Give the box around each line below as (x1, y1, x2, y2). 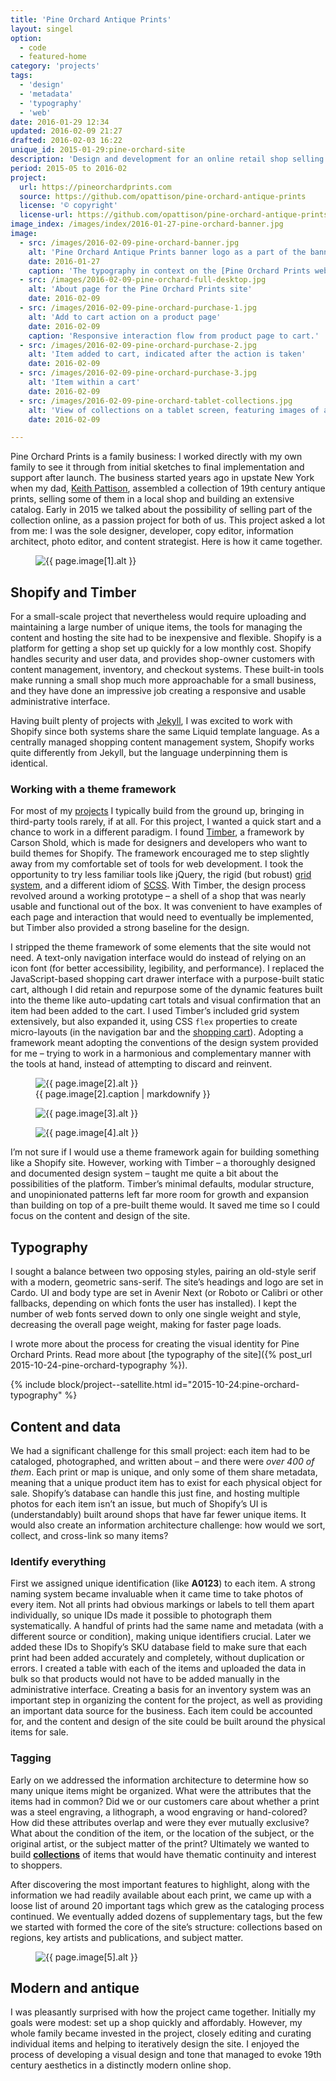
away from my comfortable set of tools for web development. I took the (10, 858, 304, 870)
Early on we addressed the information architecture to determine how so (10, 1774, 309, 1786)
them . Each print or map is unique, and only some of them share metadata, (10, 1466, 318, 1478)
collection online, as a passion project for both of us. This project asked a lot (10, 514, 326, 526)
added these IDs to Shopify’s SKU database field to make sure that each (10, 1641, 307, 1653)
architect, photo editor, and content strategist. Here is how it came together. (10, 536, 323, 548)
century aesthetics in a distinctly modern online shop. (10, 2059, 232, 2071)
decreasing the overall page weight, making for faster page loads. (10, 1319, 282, 1331)
